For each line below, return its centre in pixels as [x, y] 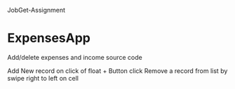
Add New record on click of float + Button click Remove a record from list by [117, 71]
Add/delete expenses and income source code [75, 57]
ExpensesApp [49, 38]
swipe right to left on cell [43, 78]
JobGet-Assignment [36, 10]
